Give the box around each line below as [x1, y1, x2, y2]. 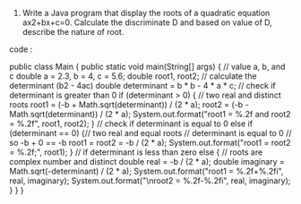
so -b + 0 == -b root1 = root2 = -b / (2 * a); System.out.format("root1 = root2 [9, 138, 291, 148]
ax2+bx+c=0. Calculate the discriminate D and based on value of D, [21, 17, 273, 28]
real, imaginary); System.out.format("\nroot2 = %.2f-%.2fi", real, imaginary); [9, 175, 291, 186]
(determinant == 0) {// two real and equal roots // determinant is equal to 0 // [9, 128, 292, 138]
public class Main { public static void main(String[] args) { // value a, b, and [9, 62, 286, 72]
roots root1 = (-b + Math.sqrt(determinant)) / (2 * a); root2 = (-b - [9, 99, 249, 110]
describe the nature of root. [21, 27, 125, 37]
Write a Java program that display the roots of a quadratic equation [21, 8, 271, 18]
